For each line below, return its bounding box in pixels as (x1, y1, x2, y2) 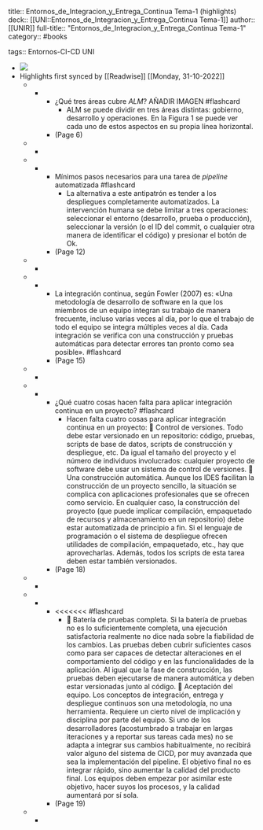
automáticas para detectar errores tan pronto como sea (54, 339, 235, 349)
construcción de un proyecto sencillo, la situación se (66, 481, 237, 490)
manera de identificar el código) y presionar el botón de (66, 231, 247, 239)
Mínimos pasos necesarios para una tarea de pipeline (54, 172, 228, 181)
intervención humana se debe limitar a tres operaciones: (66, 205, 249, 215)
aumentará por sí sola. (66, 791, 139, 799)
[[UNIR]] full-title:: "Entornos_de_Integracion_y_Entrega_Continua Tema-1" (8, 24, 247, 32)
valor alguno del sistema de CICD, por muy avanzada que (66, 749, 253, 758)
